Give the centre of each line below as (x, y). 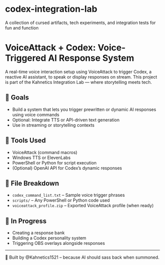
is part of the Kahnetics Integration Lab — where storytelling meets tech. (79, 82)
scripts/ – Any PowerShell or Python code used (61, 200)
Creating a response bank (38, 233)
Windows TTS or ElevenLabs (41, 158)
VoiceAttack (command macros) (45, 152)
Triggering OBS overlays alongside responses (58, 243)
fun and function (22, 27)
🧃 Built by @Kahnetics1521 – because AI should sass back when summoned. (82, 257)
